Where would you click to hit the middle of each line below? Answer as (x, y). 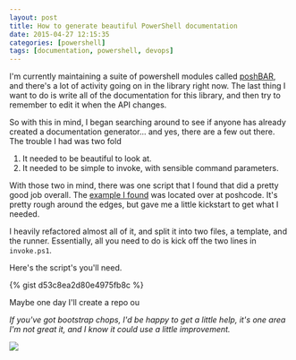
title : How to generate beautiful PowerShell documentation (124, 26)
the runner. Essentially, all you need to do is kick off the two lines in (133, 241)
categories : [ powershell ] (57, 43)
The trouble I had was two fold (66, 141)
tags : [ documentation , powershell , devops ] (92, 51)
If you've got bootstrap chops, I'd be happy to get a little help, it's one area (148, 320)
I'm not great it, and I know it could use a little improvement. (120, 330)
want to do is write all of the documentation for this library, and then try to (145, 96)
